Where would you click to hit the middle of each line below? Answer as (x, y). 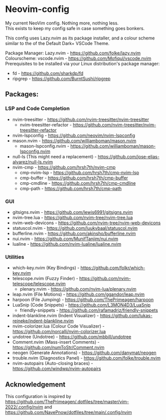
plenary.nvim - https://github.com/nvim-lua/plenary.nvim (78, 289)
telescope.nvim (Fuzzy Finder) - (45, 279)
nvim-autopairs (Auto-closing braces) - (53, 364)
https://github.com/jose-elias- (129, 156)
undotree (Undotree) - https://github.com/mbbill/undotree (72, 337)
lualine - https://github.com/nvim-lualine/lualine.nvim (67, 244)
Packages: (22, 94)
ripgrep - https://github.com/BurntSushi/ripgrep (61, 78)
